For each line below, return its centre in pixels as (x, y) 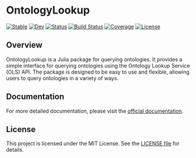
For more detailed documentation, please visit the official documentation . (95, 111)
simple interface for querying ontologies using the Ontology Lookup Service (98, 65)
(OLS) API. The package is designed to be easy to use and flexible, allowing (98, 72)
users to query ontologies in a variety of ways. (62, 78)
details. (15, 150)
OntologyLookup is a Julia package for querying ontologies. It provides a (94, 59)
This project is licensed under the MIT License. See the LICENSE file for (93, 144)
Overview (24, 45)
